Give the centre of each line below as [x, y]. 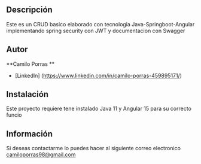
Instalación [28, 94]
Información [29, 134]
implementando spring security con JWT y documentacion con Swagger [96, 31]
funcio [14, 115]
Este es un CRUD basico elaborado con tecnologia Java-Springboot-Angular [100, 24]
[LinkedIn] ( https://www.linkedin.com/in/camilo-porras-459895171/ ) [98, 75]
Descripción [29, 10]
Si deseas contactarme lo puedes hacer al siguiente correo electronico [94, 148]
